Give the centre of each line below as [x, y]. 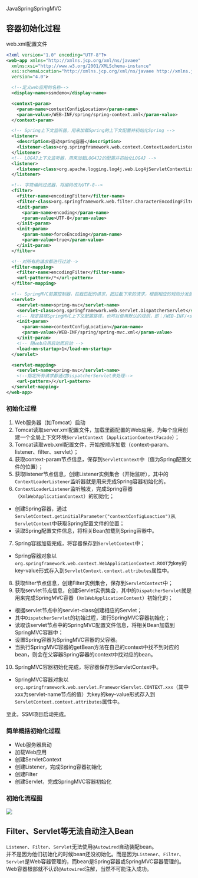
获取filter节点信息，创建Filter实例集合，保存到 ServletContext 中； [94, 583]
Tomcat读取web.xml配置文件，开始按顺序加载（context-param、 [93, 445]
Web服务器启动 [33, 745]
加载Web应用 [31, 752]
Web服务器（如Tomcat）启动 [50, 423]
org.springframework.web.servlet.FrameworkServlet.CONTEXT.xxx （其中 [102, 687]
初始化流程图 [24, 798]
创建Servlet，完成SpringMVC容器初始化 [63, 782]
